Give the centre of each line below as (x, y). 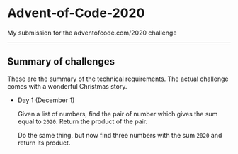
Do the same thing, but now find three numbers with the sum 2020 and (120, 135)
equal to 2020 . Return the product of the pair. (83, 121)
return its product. (44, 143)
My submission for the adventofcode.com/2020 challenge (92, 33)
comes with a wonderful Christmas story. (67, 86)
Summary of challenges (61, 62)
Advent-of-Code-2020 (76, 13)
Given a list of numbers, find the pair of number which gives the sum (118, 114)
